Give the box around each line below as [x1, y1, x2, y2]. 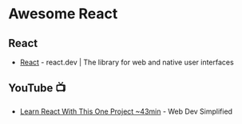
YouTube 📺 [8, 81, 66, 95]
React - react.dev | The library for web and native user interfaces [19, 57, 234, 67]
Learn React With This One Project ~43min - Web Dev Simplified [19, 107, 233, 116]
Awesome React [8, 5, 118, 23]
